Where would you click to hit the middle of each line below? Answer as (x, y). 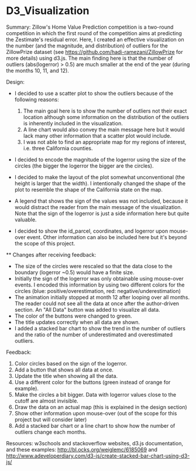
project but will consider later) (51, 419)
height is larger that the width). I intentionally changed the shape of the (100, 183)
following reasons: (37, 99)
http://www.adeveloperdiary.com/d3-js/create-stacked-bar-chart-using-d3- (98, 456)
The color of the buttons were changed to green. (73, 316)
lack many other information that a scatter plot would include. (97, 135)
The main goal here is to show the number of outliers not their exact (105, 111)
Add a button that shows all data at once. (64, 370)
